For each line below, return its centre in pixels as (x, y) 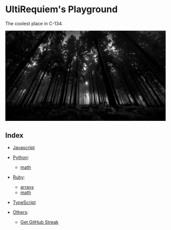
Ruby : (19, 177)
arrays (27, 187)
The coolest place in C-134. (34, 23)
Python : (21, 158)
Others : (21, 212)
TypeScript (24, 202)
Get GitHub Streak (39, 222)
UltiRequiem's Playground (62, 9)
